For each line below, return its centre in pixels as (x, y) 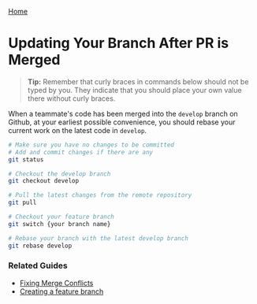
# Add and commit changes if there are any (81, 152)
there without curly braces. (71, 98)
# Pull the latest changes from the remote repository (100, 195)
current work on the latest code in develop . (78, 130)
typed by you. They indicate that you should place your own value (134, 90)
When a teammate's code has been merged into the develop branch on (123, 113)
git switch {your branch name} (60, 224)
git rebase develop (40, 246)
